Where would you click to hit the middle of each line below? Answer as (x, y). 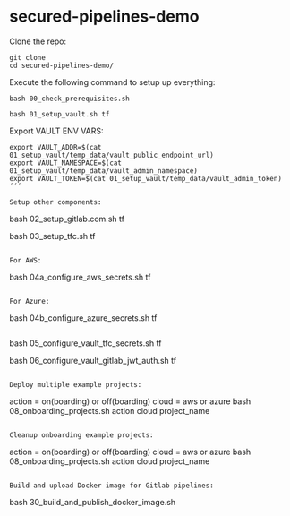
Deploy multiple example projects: (76, 384)
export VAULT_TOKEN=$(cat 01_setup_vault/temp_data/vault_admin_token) (145, 178)
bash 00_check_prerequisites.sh (69, 99)
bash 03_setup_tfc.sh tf (52, 236)
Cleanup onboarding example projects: (81, 435)
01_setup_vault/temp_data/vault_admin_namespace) (104, 171)
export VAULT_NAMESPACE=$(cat (66, 163)
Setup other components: (55, 202)
